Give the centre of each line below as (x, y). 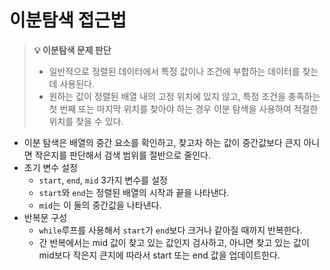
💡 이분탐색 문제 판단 (72, 50)
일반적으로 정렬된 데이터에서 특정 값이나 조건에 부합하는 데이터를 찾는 (183, 71)
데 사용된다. (71, 83)
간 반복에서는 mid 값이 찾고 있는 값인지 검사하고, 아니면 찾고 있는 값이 (174, 242)
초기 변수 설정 (50, 167)
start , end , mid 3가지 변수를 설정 (103, 180)
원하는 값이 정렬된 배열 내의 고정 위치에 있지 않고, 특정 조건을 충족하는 (184, 96)
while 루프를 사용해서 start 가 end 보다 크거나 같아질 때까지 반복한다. (170, 230)
